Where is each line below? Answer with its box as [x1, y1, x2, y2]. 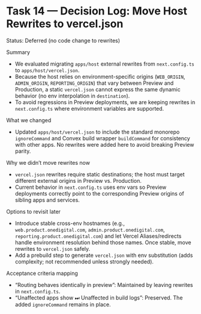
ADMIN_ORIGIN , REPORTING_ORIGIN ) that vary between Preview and [14, 79, 174, 87]
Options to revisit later [6, 208, 61, 215]
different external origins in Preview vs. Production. [14, 177, 142, 184]
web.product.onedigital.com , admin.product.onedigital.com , [14, 226, 165, 233]
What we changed [6, 116, 52, 124]
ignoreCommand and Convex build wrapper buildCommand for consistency [14, 134, 190, 142]
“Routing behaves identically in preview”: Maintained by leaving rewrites [14, 281, 193, 288]
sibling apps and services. [14, 196, 80, 203]
